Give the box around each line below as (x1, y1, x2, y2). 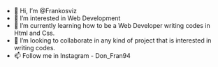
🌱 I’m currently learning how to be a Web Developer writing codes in (13, 22, 211, 29)
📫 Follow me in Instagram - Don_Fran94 (13, 52, 131, 59)
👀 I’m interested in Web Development (13, 14, 121, 22)
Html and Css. (13, 29, 55, 37)
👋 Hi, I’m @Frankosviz (13, 7, 77, 15)
